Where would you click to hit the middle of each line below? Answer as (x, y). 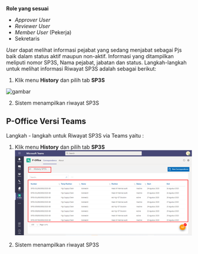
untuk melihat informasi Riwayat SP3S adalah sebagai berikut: (81, 69)
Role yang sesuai (27, 9)
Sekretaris (27, 39)
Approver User (32, 20)
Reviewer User (32, 26)
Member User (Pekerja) (43, 32)
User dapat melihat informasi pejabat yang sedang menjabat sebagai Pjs (94, 50)
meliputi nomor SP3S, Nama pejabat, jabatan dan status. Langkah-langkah (96, 62)
